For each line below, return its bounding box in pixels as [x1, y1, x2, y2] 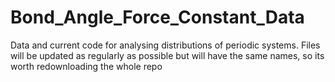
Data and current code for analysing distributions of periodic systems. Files [10, 39, 321, 51]
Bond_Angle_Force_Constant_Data [10, 6, 305, 29]
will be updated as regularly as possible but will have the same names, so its [10, 49, 325, 61]
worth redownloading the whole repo [10, 60, 163, 72]
